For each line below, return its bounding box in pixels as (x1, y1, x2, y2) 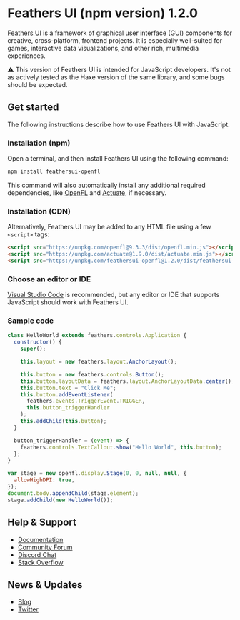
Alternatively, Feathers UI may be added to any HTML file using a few (7, 223, 211, 231)
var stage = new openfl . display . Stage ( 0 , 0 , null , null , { (7, 470, 187, 477)
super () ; (20, 345, 46, 353)
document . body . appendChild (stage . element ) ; (7, 489, 139, 497)
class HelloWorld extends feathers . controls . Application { (7, 332, 187, 339)
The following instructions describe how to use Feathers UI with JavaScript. (7, 120, 230, 129)
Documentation (17, 535, 64, 544)
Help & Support (7, 516, 77, 529)
